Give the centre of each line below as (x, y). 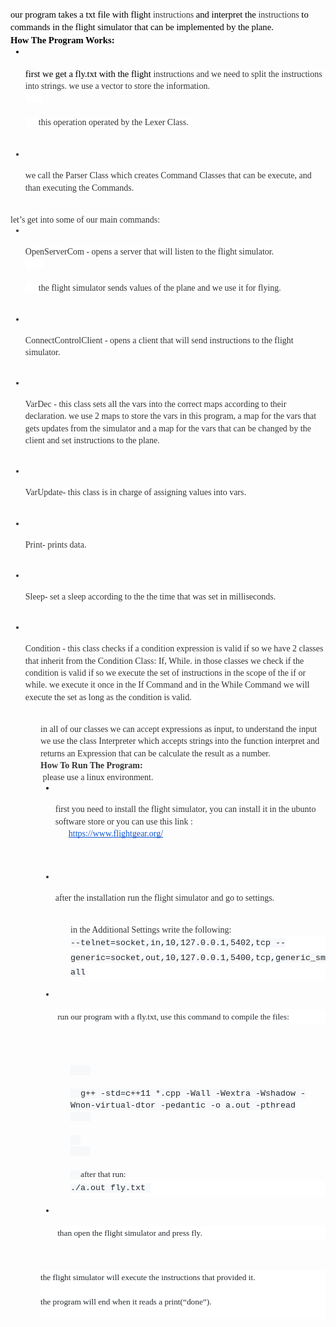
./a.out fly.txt (108, 1188)
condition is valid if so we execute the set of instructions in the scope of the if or (165, 672)
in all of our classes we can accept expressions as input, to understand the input (179, 728)
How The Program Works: (62, 40)
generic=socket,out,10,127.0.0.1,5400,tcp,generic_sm (198, 957)
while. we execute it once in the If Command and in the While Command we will (167, 685)
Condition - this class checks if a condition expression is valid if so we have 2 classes (174, 648)
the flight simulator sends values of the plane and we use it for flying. (160, 288)
